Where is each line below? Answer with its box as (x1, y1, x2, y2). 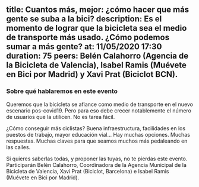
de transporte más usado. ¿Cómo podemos (6, 33, 170, 43)
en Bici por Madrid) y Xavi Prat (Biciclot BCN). (6, 69, 178, 79)
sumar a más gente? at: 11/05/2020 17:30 (6, 41, 162, 52)
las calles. (6, 143, 31, 150)
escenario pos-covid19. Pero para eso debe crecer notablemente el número (6, 107, 192, 114)
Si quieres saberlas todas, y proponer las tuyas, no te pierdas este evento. (6, 155, 188, 162)
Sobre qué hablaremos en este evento (6, 87, 118, 95)
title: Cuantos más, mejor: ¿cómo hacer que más (6, 5, 189, 15)
